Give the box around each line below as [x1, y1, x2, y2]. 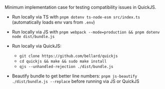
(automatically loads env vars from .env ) [11, 19, 95, 25]
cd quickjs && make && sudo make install [19, 59, 107, 64]
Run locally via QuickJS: [11, 43, 62, 49]
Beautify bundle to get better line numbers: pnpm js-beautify [11, 73, 138, 79]
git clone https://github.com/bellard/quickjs [19, 53, 118, 58]
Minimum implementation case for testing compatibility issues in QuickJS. [4, 4, 157, 10]
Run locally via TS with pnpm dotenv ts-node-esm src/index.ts [11, 14, 141, 19]
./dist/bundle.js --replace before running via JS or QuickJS [11, 78, 140, 84]
